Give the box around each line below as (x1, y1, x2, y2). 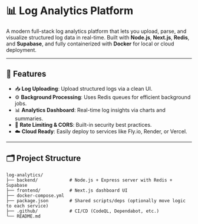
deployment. (6, 46, 37, 53)
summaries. (14, 115, 44, 122)
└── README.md (6, 213, 41, 219)
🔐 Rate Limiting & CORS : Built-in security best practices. (14, 121, 152, 128)
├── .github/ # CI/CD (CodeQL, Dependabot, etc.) (6, 208, 160, 214)
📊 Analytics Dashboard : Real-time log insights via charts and (14, 106, 166, 113)
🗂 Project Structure (6, 153, 81, 163)
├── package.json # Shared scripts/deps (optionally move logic (6, 197, 186, 203)
